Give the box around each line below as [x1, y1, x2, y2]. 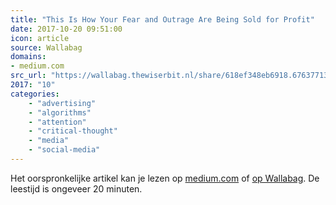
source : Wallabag [10, 42, 83, 53]
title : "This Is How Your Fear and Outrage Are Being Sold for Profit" [10, 14, 315, 25]
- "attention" [28, 117, 87, 127]
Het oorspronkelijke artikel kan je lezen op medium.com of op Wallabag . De [10, 172, 320, 184]
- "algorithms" [28, 107, 92, 118]
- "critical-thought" [28, 126, 118, 136]
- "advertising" [28, 98, 97, 108]
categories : [10, 89, 60, 99]
